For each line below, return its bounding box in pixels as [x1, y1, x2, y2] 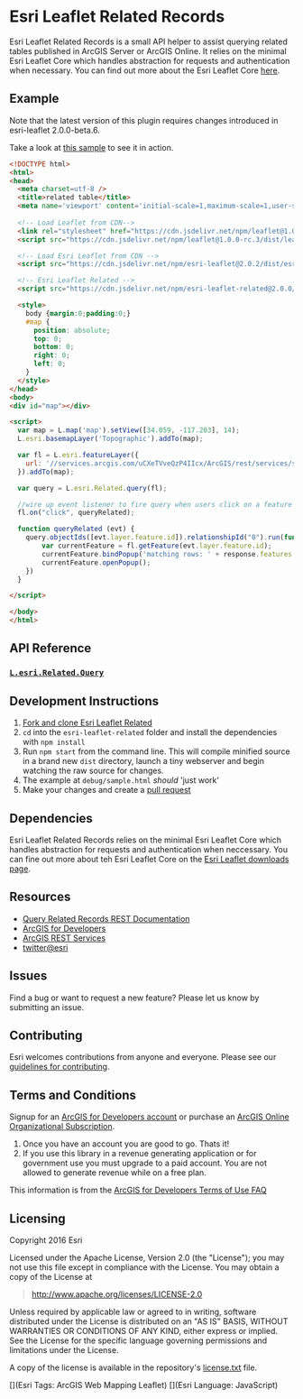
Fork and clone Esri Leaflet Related [22, 717, 153, 728]
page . [9, 863, 32, 874]
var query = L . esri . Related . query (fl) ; [17, 483, 168, 492]
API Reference [9, 640, 92, 656]
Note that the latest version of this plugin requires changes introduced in [9, 115, 279, 125]
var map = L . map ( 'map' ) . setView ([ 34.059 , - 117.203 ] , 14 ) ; [17, 426, 241, 435]
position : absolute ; [32, 326, 111, 335]
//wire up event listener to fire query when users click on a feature [17, 500, 293, 509]
